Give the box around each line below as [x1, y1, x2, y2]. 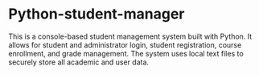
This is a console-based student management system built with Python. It [8, 31, 253, 41]
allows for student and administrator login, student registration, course [8, 40, 242, 49]
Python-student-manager [8, 5, 185, 23]
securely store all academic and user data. [8, 57, 150, 67]
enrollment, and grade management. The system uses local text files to [8, 48, 244, 58]
